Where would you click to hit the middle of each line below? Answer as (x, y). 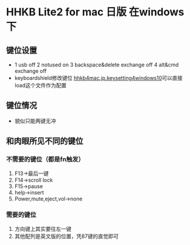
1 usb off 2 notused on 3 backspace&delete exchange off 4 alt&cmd (96, 65)
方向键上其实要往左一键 (43, 229)
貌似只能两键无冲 (35, 120)
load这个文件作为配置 (40, 85)
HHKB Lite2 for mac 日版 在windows (95, 12)
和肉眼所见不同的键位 (45, 141)
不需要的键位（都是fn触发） (45, 159)
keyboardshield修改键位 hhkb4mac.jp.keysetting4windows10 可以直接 (99, 78)
